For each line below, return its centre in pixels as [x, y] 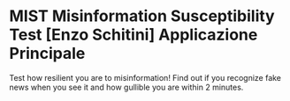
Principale [47, 54]
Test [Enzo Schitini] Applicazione [134, 35]
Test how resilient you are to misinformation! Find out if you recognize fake [145, 77]
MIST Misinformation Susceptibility [142, 16]
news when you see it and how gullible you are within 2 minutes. [126, 87]
